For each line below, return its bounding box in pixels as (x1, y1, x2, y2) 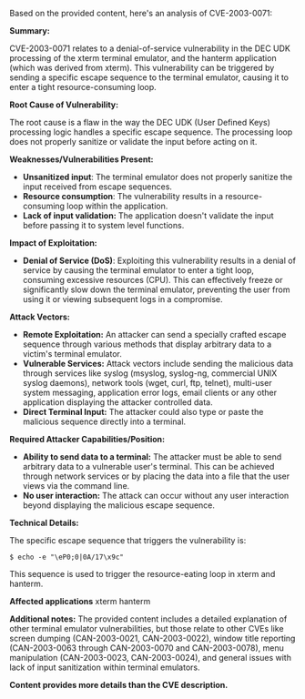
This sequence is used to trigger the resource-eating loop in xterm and (9, 569, 276, 579)
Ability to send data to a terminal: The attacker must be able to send (22, 451, 282, 462)
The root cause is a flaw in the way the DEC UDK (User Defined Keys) (9, 117, 271, 127)
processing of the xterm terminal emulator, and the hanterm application (9, 53, 277, 63)
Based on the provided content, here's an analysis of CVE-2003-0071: (9, 8, 273, 18)
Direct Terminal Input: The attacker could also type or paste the (22, 407, 264, 417)
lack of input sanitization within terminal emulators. (9, 662, 200, 673)
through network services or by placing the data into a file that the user (22, 471, 290, 481)
